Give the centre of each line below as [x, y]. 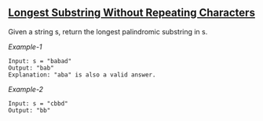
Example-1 [25, 47]
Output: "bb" [29, 110]
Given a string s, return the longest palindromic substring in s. [108, 31]
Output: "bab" [31, 68]
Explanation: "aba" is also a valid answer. [82, 75]
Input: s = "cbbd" [38, 103]
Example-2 [26, 89]
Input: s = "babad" [40, 61]
